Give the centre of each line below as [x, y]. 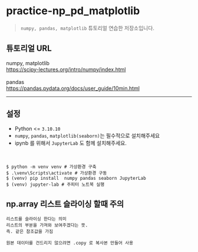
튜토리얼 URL [29, 49]
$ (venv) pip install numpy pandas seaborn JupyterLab [76, 178]
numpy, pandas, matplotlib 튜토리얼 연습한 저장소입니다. [88, 28]
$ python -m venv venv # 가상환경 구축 [51, 167]
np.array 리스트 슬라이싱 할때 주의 [65, 204]
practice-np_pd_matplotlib [73, 11]
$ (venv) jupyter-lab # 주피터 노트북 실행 [55, 185]
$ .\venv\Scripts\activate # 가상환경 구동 [57, 173]
